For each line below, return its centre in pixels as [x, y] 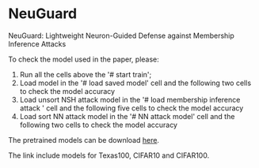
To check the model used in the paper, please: [84, 59]
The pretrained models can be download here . [84, 140]
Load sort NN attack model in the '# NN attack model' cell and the [127, 116]
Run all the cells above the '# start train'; [86, 74]
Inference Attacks [37, 43]
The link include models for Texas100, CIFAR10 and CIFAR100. [109, 155]
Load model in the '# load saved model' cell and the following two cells [135, 83]
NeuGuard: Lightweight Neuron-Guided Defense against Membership [122, 35]
